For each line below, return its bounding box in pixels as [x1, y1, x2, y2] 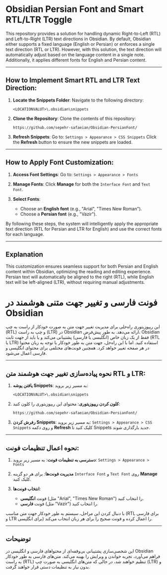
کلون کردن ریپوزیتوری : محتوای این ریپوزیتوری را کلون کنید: [12, 401, 120, 407]
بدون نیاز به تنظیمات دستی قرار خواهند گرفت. [5, 564, 91, 570]
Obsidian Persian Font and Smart [5, 3, 144, 15]
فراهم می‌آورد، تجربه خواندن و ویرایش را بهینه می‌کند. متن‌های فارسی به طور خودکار [5, 553, 161, 559]
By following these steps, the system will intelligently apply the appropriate [5, 221, 158, 227]
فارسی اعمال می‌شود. [5, 350, 47, 356]
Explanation [5, 250, 44, 258]
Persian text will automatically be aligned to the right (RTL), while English [5, 274, 154, 280]
